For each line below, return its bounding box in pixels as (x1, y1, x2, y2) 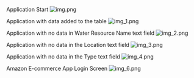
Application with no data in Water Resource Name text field (6, 29, 155, 37)
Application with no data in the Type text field (6, 53, 120, 60)
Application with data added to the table (6, 18, 107, 24)
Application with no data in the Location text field (6, 41, 130, 48)
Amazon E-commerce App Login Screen (6, 65, 108, 72)
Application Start (6, 6, 49, 13)
